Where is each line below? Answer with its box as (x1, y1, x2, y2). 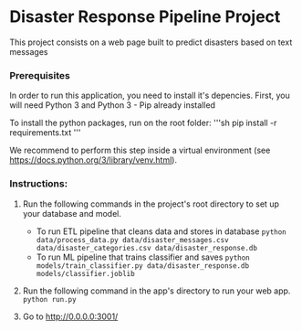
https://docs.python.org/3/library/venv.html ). (9, 155, 178, 165)
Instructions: (9, 177, 68, 190)
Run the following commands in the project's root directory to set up (22, 198, 280, 209)
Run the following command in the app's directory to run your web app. (22, 285, 291, 296)
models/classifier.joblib (36, 269, 135, 278)
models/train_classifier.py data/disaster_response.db (36, 261, 249, 271)
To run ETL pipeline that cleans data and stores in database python (36, 226, 287, 237)
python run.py (22, 294, 77, 304)
